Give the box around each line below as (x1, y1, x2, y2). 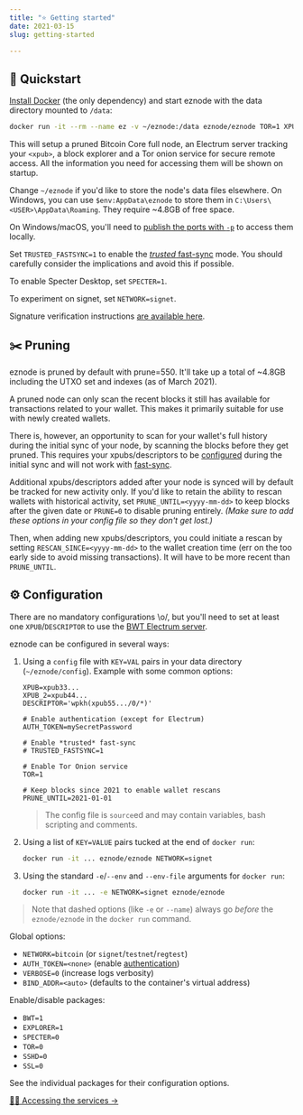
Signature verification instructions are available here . (9, 311, 206, 321)
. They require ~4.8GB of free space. (97, 204, 234, 215)
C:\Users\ (234, 196, 272, 206)
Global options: (9, 931, 66, 942)
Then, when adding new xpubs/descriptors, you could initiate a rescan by (9, 532, 283, 543)
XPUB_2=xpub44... (22, 691, 88, 700)
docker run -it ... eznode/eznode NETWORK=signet (22, 854, 214, 863)
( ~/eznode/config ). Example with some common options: (22, 665, 233, 676)
